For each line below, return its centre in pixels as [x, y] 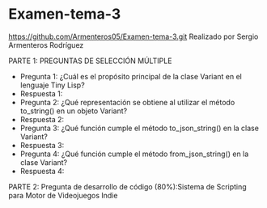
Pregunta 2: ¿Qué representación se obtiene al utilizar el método [127, 102]
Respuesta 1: [41, 93]
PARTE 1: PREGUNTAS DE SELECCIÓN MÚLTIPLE [90, 61]
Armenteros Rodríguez [46, 45]
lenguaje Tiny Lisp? [52, 85]
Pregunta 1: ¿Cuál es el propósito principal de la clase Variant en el [131, 76]
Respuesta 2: [42, 119]
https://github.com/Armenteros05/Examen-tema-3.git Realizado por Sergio [133, 36]
